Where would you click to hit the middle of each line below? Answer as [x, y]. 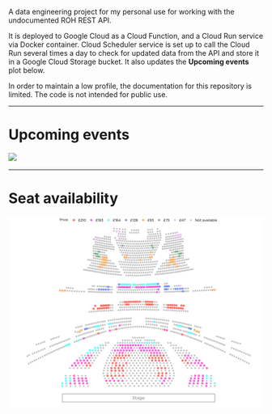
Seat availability [64, 199]
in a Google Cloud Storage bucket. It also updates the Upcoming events [129, 61]
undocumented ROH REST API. [60, 20]
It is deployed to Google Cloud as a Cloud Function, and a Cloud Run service [136, 36]
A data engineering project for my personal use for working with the [121, 12]
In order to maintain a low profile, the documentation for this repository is [130, 86]
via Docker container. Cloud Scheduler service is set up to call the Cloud [129, 44]
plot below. [27, 70]
